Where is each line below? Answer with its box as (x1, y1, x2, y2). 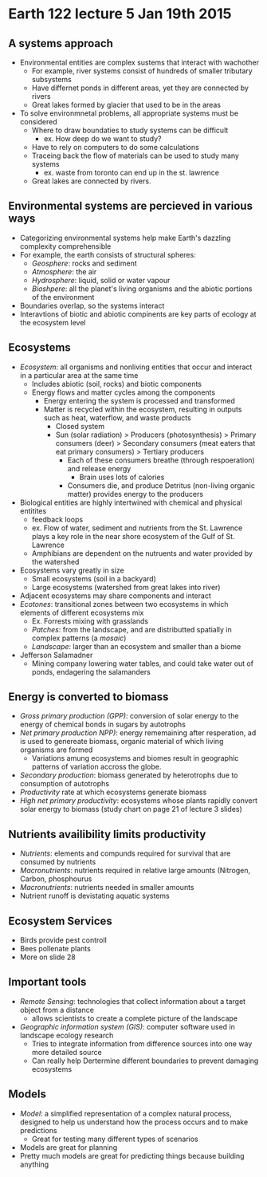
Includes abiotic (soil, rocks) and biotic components (31, 379, 202, 388)
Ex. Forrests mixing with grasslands (31, 616, 149, 626)
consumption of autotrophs (19, 779, 110, 789)
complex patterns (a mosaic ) (31, 633, 127, 643)
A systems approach (8, 37, 114, 50)
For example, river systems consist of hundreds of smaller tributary (31, 66, 253, 76)
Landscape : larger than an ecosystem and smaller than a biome (31, 641, 241, 651)
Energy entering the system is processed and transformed (43, 396, 235, 405)
